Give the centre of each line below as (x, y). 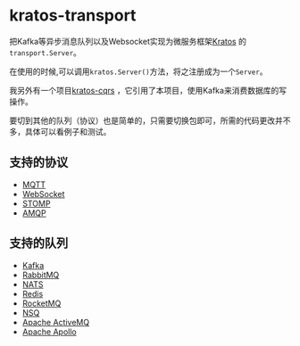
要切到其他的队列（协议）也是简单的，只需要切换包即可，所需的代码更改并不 (150, 120)
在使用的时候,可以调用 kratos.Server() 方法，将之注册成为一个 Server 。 (138, 71)
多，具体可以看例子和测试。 (60, 131)
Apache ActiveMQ (56, 322)
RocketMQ (42, 303)
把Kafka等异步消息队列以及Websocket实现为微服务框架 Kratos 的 (128, 41)
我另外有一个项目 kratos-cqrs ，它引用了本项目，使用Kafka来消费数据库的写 (148, 90)
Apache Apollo (50, 332)
